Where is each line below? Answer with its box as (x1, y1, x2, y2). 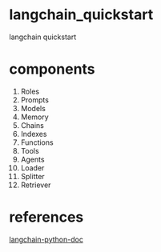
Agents (20, 154, 45, 164)
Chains (20, 120, 45, 130)
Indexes (20, 129, 47, 138)
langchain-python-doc (9, 234, 83, 244)
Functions (20, 138, 54, 147)
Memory (20, 112, 49, 122)
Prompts (20, 94, 49, 105)
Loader (20, 162, 45, 173)
